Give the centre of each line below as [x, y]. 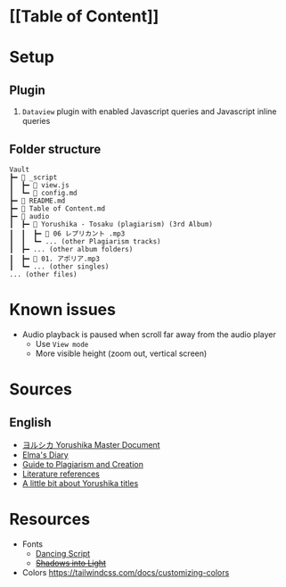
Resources [50, 520]
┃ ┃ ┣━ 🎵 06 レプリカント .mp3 [67, 234]
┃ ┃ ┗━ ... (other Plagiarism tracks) [86, 242]
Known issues [62, 310]
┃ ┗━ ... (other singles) [59, 267]
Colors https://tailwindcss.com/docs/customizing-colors [126, 572]
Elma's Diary [45, 455]
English [30, 422]
